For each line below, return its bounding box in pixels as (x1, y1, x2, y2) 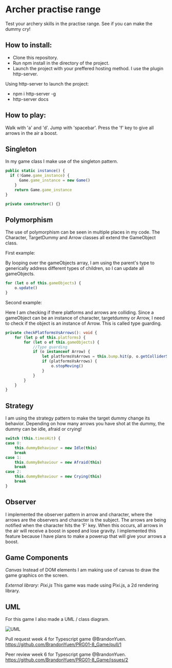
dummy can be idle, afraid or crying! (5, 426, 82, 432)
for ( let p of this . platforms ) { (14, 335, 86, 340)
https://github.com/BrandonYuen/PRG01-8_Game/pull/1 (5, 641, 122, 648)
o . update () (14, 285, 38, 290)
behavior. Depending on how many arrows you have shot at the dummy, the (5, 421, 165, 427)
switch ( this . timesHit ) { (5, 436, 60, 441)
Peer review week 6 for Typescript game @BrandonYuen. (5, 652, 126, 658)
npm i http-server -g (12, 91, 56, 97)
